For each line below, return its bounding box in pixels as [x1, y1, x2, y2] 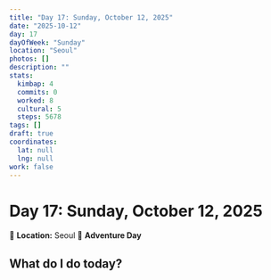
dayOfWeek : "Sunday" [9, 37, 86, 47]
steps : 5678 [17, 112, 62, 121]
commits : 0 [17, 87, 58, 96]
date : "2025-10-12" [9, 21, 82, 30]
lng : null [17, 153, 53, 163]
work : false [9, 162, 53, 171]
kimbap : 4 [17, 79, 53, 88]
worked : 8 [17, 95, 53, 105]
